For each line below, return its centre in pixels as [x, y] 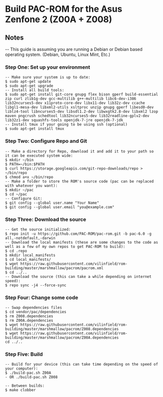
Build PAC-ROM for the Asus [64, 9]
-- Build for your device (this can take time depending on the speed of [82, 364]
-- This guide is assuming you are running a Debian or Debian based [74, 49]
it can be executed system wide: [39, 155]
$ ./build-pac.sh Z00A [28, 373]
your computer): [21, 369]
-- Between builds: [25, 386]
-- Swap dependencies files [34, 308]
